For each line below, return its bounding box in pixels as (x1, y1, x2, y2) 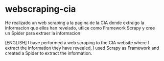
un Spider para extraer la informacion (5, 30, 81, 36)
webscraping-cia (5, 3, 76, 15)
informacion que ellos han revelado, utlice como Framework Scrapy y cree (5, 25, 155, 30)
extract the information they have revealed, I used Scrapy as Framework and (5, 45, 159, 51)
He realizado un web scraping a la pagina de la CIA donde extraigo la (5, 20, 144, 26)
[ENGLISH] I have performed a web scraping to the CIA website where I (5, 39, 149, 45)
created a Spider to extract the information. (5, 50, 92, 56)
